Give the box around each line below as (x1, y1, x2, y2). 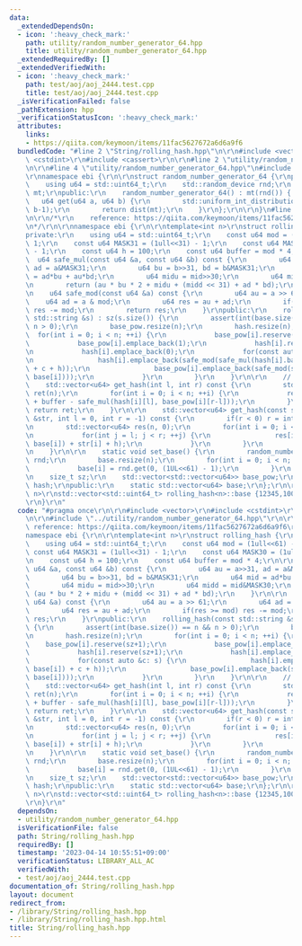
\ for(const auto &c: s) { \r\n (25, 657, 187, 666)
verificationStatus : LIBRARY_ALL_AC (17, 857, 155, 866)
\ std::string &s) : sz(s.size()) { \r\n (25, 314, 179, 323)
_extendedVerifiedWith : (17, 64, 106, 73)
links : (25, 130, 50, 139)
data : (9, 13, 30, 22)
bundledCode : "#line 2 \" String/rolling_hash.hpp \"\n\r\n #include (17, 146, 271, 155)
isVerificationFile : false (17, 823, 119, 832)
